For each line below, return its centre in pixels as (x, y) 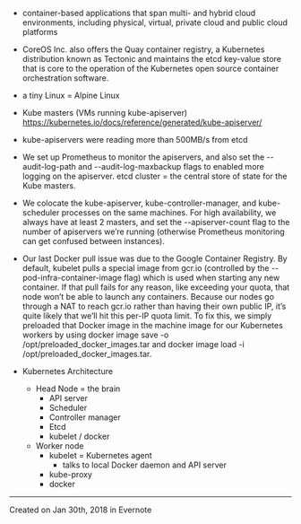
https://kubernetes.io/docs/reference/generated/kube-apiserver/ (142, 122)
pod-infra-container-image (72, 278)
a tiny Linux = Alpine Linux (71, 95)
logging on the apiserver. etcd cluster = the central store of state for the (155, 176)
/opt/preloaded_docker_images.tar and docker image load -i (133, 344)
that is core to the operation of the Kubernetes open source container (150, 68)
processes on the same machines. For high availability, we (169, 213)
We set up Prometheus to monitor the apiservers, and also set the (143, 157)
